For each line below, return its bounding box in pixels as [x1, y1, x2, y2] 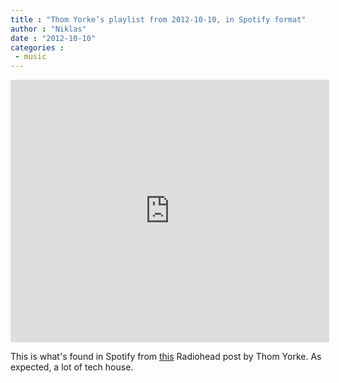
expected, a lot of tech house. [10, 361, 134, 373]
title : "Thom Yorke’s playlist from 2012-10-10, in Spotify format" [10, 14, 307, 25]
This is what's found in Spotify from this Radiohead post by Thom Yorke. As [10, 351, 322, 363]
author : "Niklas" [10, 24, 87, 34]
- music [14, 52, 47, 62]
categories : [10, 42, 65, 53]
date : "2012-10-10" [10, 33, 97, 43]
